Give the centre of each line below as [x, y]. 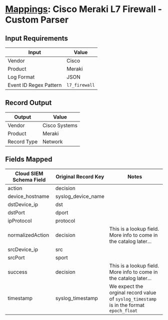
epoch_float [123, 310]
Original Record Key [80, 176]
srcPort [16, 257]
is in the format [127, 305]
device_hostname [28, 196]
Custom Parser [37, 20]
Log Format [21, 77]
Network [52, 141]
